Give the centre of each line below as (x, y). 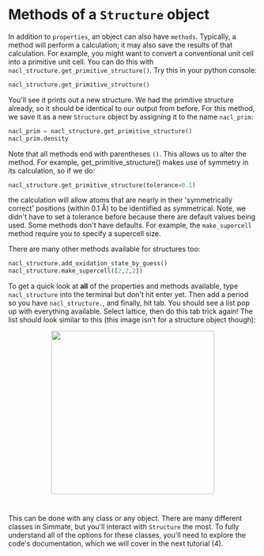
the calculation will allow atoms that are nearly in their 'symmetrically (121, 200)
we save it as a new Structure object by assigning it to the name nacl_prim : (131, 116)
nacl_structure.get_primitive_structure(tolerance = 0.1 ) (102, 185)
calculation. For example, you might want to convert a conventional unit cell (131, 53)
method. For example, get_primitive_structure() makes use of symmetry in (128, 162)
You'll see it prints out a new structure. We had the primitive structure (121, 100)
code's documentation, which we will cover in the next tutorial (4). (116, 543)
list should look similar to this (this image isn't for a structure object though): (132, 320)
